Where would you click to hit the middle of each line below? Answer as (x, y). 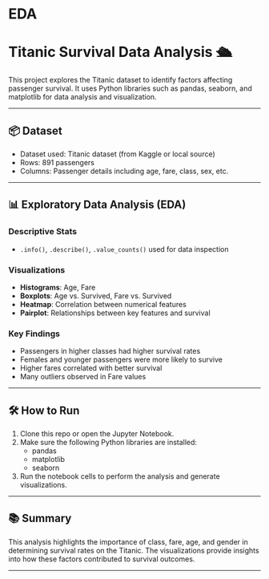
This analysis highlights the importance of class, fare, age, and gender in (128, 541)
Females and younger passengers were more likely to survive (121, 360)
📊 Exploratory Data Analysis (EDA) (97, 205)
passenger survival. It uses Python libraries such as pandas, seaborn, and (130, 88)
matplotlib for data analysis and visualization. (83, 97)
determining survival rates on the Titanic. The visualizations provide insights (134, 550)
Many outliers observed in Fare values (83, 377)
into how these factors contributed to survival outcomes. (102, 559)
